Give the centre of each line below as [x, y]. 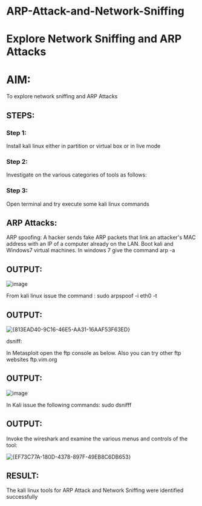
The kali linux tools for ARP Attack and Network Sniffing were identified [95, 490]
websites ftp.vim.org [32, 360]
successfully [22, 497]
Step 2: [17, 161]
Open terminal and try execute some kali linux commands [78, 204]
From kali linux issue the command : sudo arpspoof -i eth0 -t [82, 296]
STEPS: [21, 116]
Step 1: [16, 133]
